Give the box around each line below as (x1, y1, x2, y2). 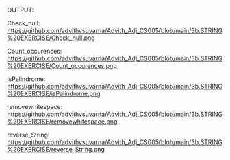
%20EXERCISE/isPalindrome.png (7, 89, 101, 98)
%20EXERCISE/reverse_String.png (7, 146, 105, 153)
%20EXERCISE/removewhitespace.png (7, 117, 118, 126)
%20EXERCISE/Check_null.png (7, 34, 95, 42)
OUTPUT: (7, 6, 34, 14)
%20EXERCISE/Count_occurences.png (7, 62, 118, 69)
